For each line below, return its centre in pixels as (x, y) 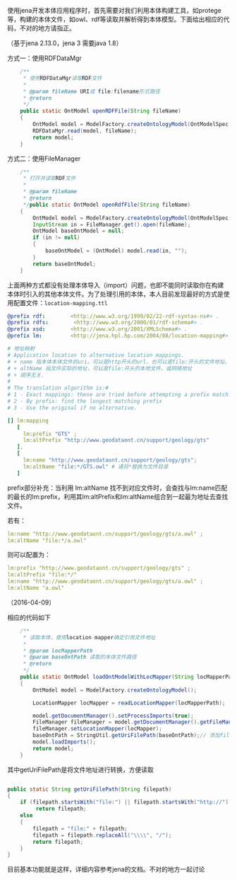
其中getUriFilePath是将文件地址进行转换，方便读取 (80, 770)
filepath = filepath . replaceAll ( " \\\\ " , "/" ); (102, 835)
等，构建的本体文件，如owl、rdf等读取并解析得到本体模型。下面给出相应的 (115, 19)
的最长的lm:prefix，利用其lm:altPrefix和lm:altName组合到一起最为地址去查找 (118, 496)
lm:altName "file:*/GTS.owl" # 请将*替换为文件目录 (96, 467)
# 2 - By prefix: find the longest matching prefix (85, 401)
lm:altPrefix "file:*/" (42, 575)
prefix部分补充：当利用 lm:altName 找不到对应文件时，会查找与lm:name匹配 (117, 488)
